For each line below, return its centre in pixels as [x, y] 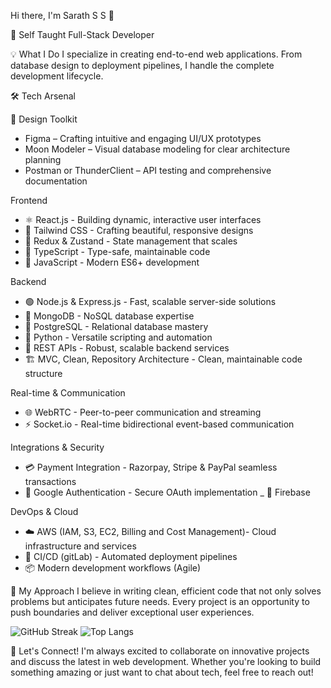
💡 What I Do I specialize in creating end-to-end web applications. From [156, 54]
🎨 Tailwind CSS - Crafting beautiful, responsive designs [139, 230]
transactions [50, 481]
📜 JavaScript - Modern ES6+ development [112, 262]
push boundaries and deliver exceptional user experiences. [132, 612]
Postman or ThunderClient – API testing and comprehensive [148, 170]
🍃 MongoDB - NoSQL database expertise [109, 316]
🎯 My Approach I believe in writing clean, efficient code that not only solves [166, 591]
